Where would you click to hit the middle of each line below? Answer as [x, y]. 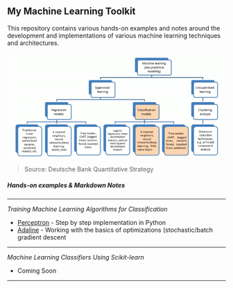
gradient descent [42, 237]
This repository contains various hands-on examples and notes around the [114, 28]
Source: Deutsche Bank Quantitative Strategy [89, 169]
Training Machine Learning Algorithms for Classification [87, 209]
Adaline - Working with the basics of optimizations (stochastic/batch [115, 230]
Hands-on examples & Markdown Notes [66, 185]
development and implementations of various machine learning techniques [114, 35]
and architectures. [33, 43]
